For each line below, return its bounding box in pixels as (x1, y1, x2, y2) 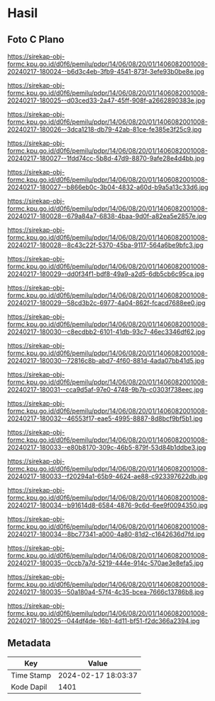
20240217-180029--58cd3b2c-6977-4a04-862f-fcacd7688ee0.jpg (7, 299, 206, 307)
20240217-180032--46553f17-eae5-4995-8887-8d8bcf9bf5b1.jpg (7, 414, 203, 423)
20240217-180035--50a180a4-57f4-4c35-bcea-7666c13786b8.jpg (7, 588, 204, 596)
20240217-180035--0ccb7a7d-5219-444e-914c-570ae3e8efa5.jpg (7, 559, 204, 567)
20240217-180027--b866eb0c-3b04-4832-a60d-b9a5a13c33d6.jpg (7, 183, 209, 191)
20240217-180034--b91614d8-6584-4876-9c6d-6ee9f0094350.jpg (7, 501, 208, 510)
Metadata (7, 637, 51, 649)
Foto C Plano (7, 33, 65, 46)
